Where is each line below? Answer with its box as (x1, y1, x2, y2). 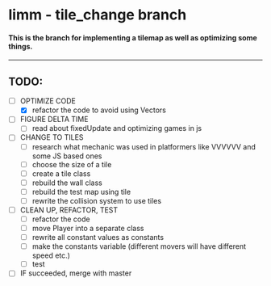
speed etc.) (31, 250, 71, 260)
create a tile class (31, 168, 91, 179)
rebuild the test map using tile (31, 187, 131, 196)
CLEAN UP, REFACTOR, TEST (19, 204, 119, 215)
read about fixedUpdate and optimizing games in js (31, 124, 202, 133)
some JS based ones (31, 151, 102, 161)
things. (8, 41, 33, 51)
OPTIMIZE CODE (19, 96, 77, 106)
